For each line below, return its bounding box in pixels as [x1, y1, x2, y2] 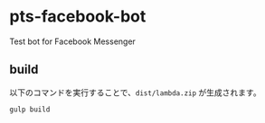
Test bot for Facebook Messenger [9, 36, 136, 47]
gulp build [9, 105, 51, 114]
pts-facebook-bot [9, 6, 147, 27]
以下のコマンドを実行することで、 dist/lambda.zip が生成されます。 [9, 87, 261, 98]
